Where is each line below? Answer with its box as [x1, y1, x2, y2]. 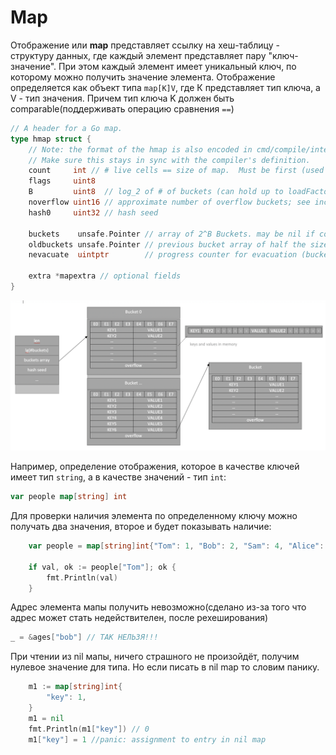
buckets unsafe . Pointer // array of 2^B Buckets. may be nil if [28, 229, 315, 239]
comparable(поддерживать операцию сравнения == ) [10, 102, 235, 115]
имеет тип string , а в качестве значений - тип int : [10, 471, 227, 483]
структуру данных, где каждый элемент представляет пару [10, 49, 267, 61]
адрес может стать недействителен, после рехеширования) [10, 612, 269, 624]
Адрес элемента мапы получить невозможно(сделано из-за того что [10, 601, 307, 613]
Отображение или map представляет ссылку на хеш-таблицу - [10, 39, 280, 51]
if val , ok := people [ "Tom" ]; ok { [28, 562, 177, 572]
